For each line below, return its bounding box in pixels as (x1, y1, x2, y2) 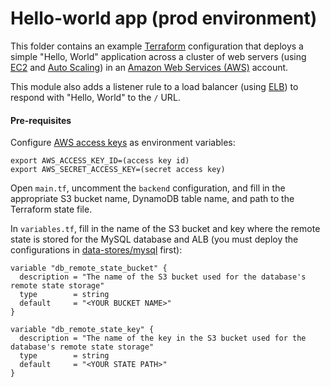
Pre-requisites (10, 114, 72, 126)
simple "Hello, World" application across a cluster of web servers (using (10, 50, 307, 62)
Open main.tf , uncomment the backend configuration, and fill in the (10, 182, 286, 194)
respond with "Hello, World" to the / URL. (10, 91, 181, 103)
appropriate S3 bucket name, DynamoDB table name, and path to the (10, 193, 295, 205)
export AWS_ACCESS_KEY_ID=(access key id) (10, 156, 190, 166)
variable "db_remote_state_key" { (10, 325, 155, 335)
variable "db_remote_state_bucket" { (10, 263, 168, 274)
